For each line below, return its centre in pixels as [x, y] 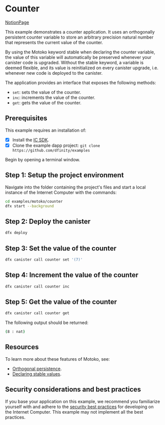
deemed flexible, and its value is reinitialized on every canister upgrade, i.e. [82, 68]
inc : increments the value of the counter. [54, 97]
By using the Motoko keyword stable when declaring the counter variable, [80, 52]
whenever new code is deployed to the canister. [54, 73]
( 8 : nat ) [15, 332]
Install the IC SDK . [31, 140]
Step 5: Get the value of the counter [61, 302]
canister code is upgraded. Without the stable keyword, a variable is [74, 62]
